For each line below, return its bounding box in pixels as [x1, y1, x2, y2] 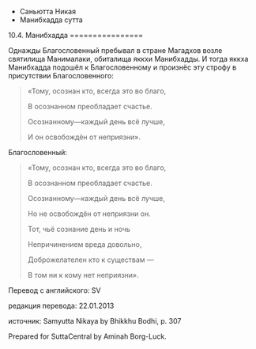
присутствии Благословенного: [8, 71, 115, 80]
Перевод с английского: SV [8, 286, 101, 295]
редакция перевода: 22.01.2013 [8, 301, 115, 310]
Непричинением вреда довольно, [27, 240, 142, 248]
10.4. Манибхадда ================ [8, 31, 144, 40]
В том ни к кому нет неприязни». [27, 271, 140, 279]
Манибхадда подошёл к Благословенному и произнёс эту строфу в [8, 63, 237, 72]
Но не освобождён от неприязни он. [27, 209, 152, 218]
